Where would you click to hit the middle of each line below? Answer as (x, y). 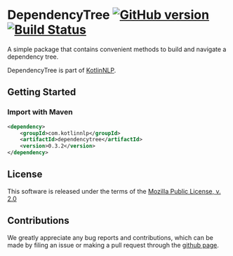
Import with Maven (40, 112)
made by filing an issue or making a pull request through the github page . (113, 245)
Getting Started (42, 92)
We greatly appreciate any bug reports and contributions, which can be (111, 237)
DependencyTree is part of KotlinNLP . (62, 70)
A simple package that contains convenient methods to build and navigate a (117, 49)
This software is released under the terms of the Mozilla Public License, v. (114, 191)
